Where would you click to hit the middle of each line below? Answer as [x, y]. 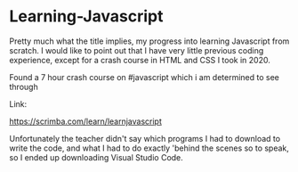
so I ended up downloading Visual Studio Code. [97, 157]
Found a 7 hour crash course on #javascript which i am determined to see [145, 77]
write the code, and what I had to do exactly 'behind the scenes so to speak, [149, 148]
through [24, 86]
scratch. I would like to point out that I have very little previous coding [137, 50]
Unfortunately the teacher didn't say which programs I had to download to [145, 138]
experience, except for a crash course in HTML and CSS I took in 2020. [140, 60]
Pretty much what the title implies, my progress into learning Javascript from [149, 41]
